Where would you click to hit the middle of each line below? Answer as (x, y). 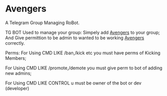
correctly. (15, 43)
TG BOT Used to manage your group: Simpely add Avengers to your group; (82, 32)
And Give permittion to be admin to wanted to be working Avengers (75, 38)
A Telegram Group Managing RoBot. (42, 23)
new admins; (18, 73)
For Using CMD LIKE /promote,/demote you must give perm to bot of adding (84, 68)
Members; (16, 58)
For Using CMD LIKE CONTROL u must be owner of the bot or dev (73, 83)
